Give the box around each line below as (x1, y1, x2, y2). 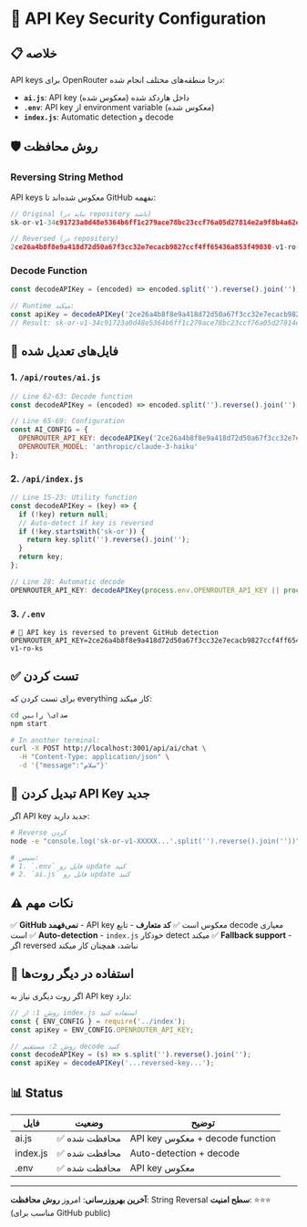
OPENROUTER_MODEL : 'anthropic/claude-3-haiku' (18, 442, 199, 452)
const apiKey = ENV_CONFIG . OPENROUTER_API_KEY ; (10, 1025, 195, 1035)
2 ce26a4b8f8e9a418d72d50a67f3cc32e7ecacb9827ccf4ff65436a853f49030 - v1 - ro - (10, 243, 301, 252)
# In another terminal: (10, 735, 101, 744)
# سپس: (10, 853, 40, 862)
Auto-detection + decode (129, 1147, 240, 1159)
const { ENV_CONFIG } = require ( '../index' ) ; (10, 1016, 186, 1025)
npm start (10, 719, 48, 728)
